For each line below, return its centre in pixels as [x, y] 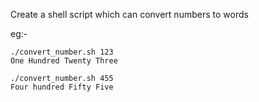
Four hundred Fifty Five [62, 87]
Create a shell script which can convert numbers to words [129, 14]
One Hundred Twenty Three [64, 61]
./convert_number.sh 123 [62, 52]
